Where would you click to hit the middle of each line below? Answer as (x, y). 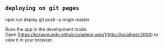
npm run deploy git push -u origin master (47, 19)
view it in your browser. (29, 39)
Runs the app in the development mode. (46, 29)
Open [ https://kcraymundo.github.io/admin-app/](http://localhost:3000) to (82, 34)
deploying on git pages (42, 8)
